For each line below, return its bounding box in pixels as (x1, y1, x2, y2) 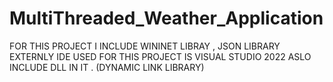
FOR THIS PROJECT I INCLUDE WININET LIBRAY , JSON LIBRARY (9, 40, 281, 52)
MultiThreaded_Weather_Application (9, 7, 324, 30)
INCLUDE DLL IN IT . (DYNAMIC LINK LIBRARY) (9, 61, 205, 73)
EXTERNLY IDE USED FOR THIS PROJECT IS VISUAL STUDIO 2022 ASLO (9, 50, 312, 62)
